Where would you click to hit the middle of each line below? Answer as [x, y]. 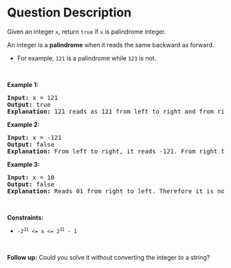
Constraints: [25, 217]
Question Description [69, 13]
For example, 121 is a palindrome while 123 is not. [87, 58]
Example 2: [23, 124]
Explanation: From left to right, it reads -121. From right [112, 151]
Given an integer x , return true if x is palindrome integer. [87, 32]
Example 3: [23, 164]
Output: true [29, 105]
